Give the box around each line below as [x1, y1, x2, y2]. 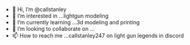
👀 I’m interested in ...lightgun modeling [12, 12, 109, 19]
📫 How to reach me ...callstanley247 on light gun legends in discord [12, 32, 184, 39]
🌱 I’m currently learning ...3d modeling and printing [12, 19, 140, 26]
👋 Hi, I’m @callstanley [12, 6, 67, 13]
